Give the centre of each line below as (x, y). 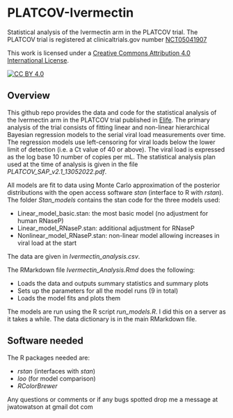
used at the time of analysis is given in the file (73, 164)
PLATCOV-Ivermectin (71, 13)
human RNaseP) (40, 220)
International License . (38, 60)
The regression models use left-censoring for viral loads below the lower (111, 142)
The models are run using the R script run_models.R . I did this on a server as (116, 312)
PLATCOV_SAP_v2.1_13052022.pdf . (57, 171)
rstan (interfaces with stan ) (56, 371)
